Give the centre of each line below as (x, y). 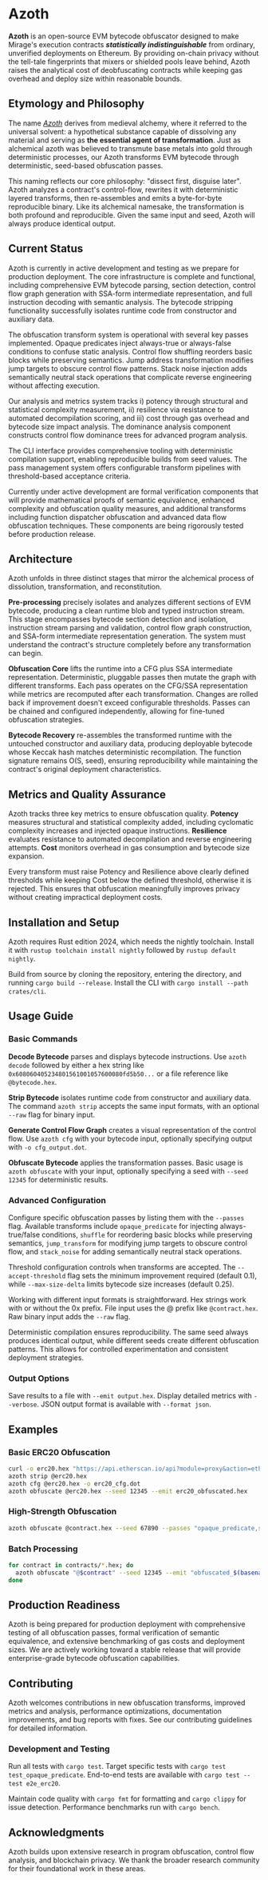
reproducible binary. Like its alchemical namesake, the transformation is (126, 206)
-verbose (23, 1405)
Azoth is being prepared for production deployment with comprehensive (127, 1624)
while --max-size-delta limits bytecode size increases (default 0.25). (121, 1284)
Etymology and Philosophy (77, 104)
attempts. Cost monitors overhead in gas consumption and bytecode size (129, 848)
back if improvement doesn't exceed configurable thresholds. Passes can (129, 703)
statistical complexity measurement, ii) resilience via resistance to (116, 410)
